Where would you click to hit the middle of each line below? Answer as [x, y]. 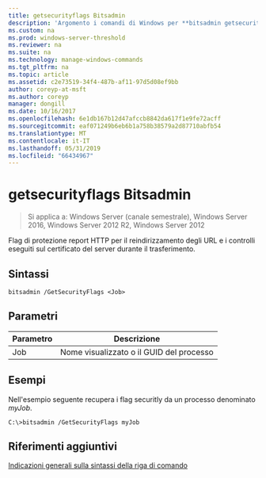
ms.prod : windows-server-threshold [67, 38]
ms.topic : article [38, 75]
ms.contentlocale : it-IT [49, 141]
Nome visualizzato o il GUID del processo [137, 352]
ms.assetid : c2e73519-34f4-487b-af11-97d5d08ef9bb [93, 82]
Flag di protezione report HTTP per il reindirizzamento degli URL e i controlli [132, 241]
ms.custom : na [32, 30]
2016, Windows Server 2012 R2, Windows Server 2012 [116, 225]
